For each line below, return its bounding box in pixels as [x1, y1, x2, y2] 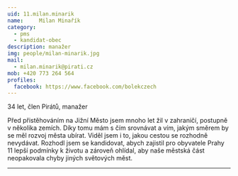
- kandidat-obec [13, 37, 62, 44]
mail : [7, 57, 23, 64]
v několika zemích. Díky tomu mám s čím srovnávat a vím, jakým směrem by [7, 123, 229, 132]
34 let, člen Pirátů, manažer [7, 102, 89, 111]
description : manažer [7, 43, 72, 50]
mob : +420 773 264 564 [7, 70, 74, 77]
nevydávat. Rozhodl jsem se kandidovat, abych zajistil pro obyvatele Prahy [7, 139, 225, 148]
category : [7, 23, 37, 31]
